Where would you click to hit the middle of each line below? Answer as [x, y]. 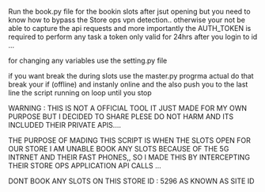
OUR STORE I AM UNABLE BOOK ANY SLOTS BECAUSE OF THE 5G [119, 149]
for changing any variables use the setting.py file [88, 60]
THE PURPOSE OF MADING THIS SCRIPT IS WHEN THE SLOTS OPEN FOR [130, 140]
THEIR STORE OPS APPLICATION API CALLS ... [85, 165]
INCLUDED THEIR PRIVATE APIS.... [64, 125]
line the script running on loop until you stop [80, 93]
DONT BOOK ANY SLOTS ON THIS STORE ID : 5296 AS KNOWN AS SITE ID [131, 181]
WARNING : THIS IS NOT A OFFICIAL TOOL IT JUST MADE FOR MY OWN [128, 108]
